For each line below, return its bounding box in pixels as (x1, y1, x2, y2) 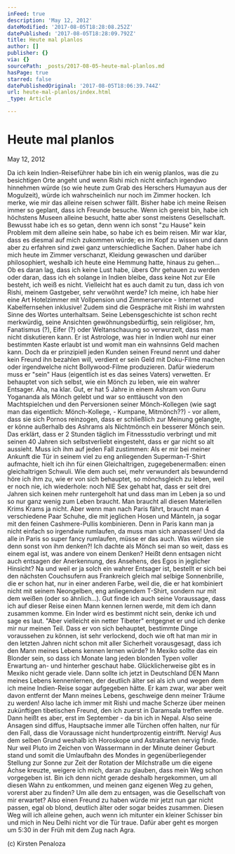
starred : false (7, 75, 52, 83)
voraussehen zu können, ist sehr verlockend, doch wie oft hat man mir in (7, 631, 217, 640)
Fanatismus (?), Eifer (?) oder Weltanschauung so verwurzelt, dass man (7, 325, 214, 334)
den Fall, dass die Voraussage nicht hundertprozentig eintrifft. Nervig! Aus (7, 728, 222, 737)
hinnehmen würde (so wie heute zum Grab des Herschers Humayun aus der (7, 183, 227, 192)
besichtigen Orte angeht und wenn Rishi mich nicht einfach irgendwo (7, 176, 207, 184)
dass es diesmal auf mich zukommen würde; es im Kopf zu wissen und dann (7, 235, 229, 244)
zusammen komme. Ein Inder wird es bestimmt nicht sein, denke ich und (7, 609, 217, 617)
